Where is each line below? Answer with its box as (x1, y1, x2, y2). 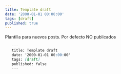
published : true (5, 20, 38, 26)
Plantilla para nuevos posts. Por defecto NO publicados (5, 34, 116, 40)
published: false (11, 61, 47, 66)
